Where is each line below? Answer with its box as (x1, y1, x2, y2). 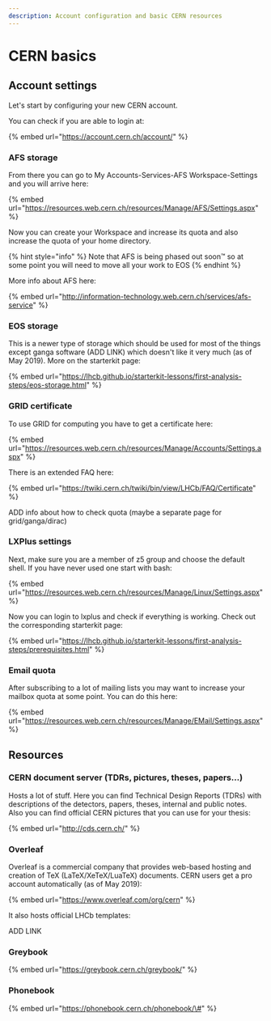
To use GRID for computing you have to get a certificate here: (8, 418, 214, 429)
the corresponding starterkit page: (8, 620, 123, 629)
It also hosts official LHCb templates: (8, 911, 131, 921)
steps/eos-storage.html (8, 380, 87, 390)
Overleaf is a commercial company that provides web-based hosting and (8, 862, 252, 872)
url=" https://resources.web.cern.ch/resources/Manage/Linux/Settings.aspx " (8, 587, 264, 597)
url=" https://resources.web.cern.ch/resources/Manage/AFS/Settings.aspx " (8, 203, 259, 213)
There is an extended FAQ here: (8, 467, 114, 477)
